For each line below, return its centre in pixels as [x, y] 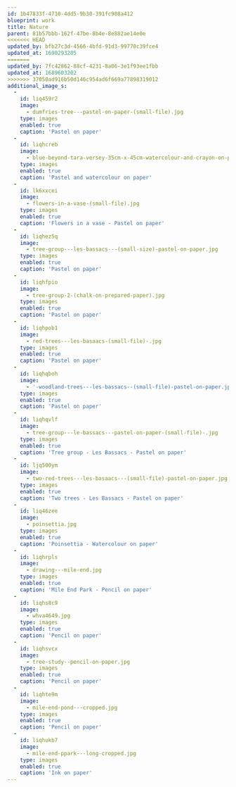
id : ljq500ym [39, 465]
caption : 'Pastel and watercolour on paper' [86, 177]
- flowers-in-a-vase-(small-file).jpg [83, 204]
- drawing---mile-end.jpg [64, 570]
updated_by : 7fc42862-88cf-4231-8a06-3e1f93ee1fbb [83, 66]
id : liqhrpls [39, 557]
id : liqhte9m [39, 694]
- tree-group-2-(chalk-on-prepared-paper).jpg [95, 295]
